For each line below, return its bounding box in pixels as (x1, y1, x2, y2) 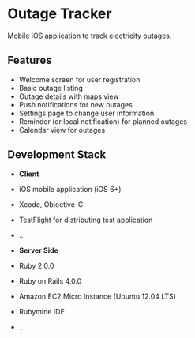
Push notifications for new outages (18, 100, 133, 109)
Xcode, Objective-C (18, 199, 84, 209)
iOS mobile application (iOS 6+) (18, 184, 122, 193)
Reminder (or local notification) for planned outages (18, 116, 187, 126)
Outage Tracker (7, 5, 112, 23)
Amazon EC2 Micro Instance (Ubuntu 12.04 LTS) (18, 291, 177, 301)
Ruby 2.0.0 (18, 261, 54, 270)
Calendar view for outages (18, 125, 106, 134)
